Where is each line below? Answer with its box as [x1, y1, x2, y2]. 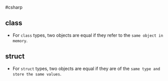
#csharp [5, 5, 23, 10]
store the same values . [12, 70, 62, 77]
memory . [12, 37, 28, 43]
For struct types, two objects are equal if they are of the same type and [12, 65, 160, 71]
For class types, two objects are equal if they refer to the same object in [12, 32, 163, 38]
